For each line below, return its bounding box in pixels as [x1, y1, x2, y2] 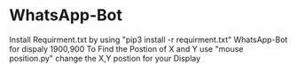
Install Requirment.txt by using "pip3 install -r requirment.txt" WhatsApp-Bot [9, 34, 288, 45]
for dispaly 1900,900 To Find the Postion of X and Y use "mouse [9, 43, 244, 54]
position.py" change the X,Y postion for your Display [9, 53, 201, 63]
